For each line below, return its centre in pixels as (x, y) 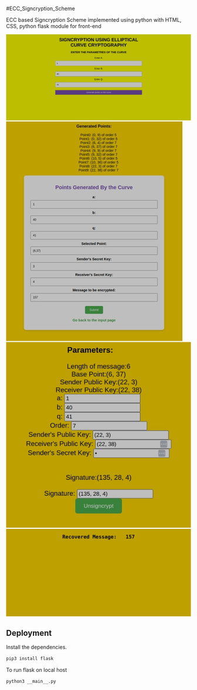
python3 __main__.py (31, 681)
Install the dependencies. (37, 647)
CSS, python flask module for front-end (54, 26)
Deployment (29, 633)
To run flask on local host (37, 669)
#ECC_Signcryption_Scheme (40, 9)
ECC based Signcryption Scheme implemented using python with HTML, (94, 20)
